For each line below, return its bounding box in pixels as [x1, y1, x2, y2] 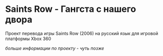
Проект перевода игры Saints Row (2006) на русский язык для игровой [5, 30, 158, 36]
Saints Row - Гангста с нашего [5, 3, 136, 15]
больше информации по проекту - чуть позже [5, 45, 104, 51]
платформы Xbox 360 [5, 36, 51, 42]
